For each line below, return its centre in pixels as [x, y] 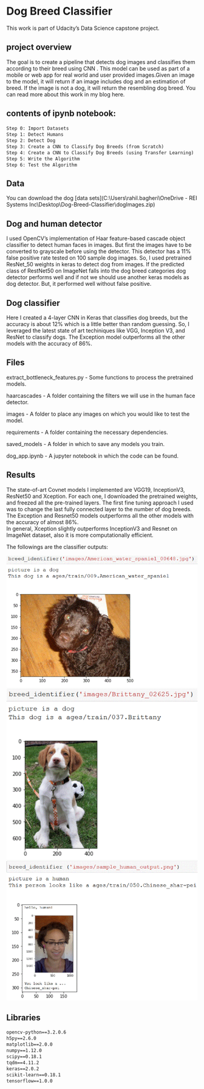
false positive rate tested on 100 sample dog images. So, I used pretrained [99, 258]
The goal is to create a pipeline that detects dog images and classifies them [101, 62]
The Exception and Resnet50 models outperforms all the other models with [100, 516]
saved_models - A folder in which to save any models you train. [86, 444]
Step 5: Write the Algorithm [43, 159]
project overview [39, 47]
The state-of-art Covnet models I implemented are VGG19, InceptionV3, [96, 489]
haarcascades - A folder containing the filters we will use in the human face [101, 396]
